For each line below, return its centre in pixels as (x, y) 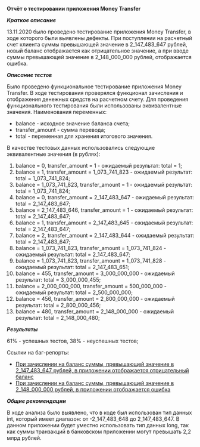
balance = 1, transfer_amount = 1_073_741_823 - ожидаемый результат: (104, 172)
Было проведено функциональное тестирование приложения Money (94, 87)
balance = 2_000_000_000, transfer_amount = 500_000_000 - (91, 286)
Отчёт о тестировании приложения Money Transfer (74, 9)
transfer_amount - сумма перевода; (60, 130)
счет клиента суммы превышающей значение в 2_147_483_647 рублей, (97, 44)
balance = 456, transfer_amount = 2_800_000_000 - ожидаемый (95, 299)
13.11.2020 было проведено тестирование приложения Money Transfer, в (99, 32)
